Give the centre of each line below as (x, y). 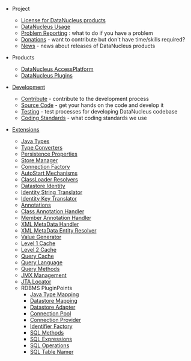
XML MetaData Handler (50, 224)
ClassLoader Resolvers (49, 179)
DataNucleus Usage (46, 27)
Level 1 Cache (38, 243)
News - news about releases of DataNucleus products (88, 46)
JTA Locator (36, 281)
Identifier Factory (51, 326)
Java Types (35, 141)
